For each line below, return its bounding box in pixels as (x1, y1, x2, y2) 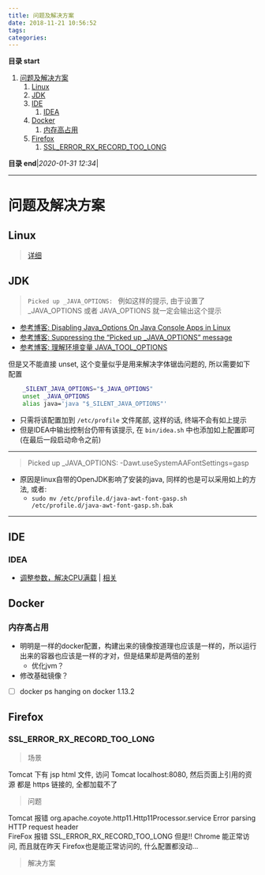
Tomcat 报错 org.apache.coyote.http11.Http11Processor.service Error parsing (8, 812, 256, 823)
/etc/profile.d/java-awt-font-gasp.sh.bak (31, 502, 174, 509)
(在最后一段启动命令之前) (19, 434, 102, 444)
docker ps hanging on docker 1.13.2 (19, 687, 135, 696)
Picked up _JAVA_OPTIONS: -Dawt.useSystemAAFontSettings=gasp (27, 458, 250, 468)
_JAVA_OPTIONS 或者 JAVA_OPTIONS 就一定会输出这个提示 (27, 306, 222, 316)
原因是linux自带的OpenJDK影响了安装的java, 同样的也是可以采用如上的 (19, 474, 250, 483)
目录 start (8, 56, 40, 66)
